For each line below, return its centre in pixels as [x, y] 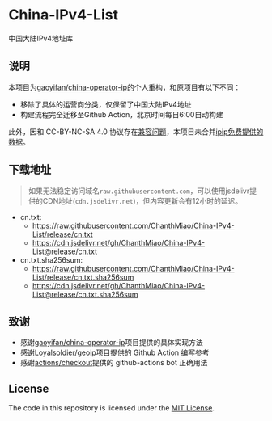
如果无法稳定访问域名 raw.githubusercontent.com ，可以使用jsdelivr [139, 191]
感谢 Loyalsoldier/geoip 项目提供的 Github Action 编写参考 [115, 352]
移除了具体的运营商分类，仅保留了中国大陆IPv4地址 [106, 104]
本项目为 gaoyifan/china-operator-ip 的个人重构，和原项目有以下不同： [125, 87]
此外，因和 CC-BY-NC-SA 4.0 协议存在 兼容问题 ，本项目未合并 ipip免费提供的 [136, 132]
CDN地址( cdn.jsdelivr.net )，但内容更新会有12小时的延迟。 [142, 200]
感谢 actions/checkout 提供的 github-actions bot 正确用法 [114, 363]
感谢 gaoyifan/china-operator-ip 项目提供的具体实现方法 [112, 343]
